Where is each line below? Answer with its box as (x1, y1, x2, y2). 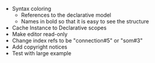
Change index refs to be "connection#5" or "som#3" (11, 37, 143, 44)
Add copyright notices (11, 43, 68, 50)
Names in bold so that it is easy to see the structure (21, 18, 150, 25)
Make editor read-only (11, 31, 68, 38)
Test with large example (11, 50, 72, 56)
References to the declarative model (21, 11, 112, 19)
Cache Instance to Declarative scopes (11, 24, 107, 31)
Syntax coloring (11, 5, 51, 12)
